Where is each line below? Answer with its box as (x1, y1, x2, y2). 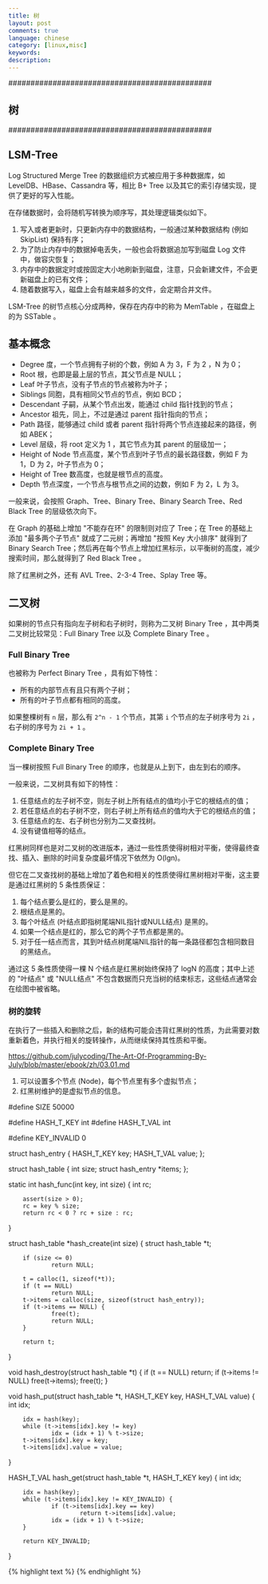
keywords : (8, 49, 41, 57)
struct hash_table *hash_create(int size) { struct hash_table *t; (8, 1239, 211, 1248)
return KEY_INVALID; (22, 1538, 91, 1546)
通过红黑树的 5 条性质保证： (14, 880, 108, 890)
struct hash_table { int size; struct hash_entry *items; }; (8, 1164, 189, 1174)
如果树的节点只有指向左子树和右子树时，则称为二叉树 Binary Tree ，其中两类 (8, 619, 260, 628)
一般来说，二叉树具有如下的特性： (8, 778, 120, 788)
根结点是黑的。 (19, 906, 69, 916)
